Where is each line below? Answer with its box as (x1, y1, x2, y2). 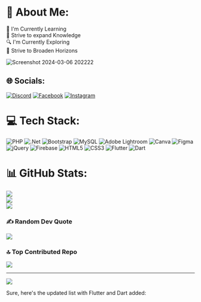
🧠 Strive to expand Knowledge (6, 31, 81, 38)
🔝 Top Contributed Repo (6, 247, 78, 256)
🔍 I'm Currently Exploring (6, 38, 70, 46)
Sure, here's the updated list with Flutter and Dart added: (6, 289, 147, 297)
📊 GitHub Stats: (6, 166, 88, 180)
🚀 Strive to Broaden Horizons (6, 47, 78, 54)
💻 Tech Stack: (6, 114, 80, 128)
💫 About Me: (6, 5, 69, 19)
